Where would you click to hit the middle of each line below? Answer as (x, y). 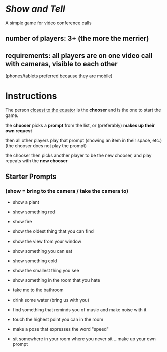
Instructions (31, 96)
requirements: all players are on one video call (79, 56)
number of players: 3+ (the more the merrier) (77, 39)
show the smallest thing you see (46, 270)
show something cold (35, 261)
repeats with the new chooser (36, 161)
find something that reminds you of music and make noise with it (79, 309)
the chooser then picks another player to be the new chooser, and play (78, 156)
